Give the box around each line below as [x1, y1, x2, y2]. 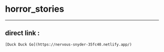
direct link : [5, 29, 40, 37]
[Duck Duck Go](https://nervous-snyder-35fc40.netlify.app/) [5, 42, 132, 47]
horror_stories [5, 3, 64, 15]
